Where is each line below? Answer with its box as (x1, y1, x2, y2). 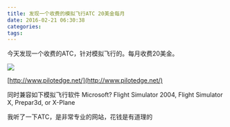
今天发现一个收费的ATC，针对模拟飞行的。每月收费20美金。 (7, 49, 179, 58)
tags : (7, 29, 23, 37)
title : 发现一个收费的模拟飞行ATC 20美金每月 (7, 10, 125, 17)
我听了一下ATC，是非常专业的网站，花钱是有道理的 (7, 112, 153, 121)
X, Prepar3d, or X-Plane (7, 99, 76, 107)
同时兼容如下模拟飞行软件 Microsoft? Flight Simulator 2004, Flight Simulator (7, 91, 223, 99)
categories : (7, 23, 42, 30)
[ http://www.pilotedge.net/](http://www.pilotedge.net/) (7, 76, 163, 85)
